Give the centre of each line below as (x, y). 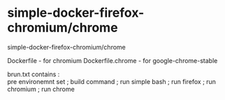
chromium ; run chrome (41, 89)
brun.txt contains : (34, 74)
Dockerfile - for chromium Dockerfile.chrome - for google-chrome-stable (112, 60)
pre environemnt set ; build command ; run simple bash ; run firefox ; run (112, 81)
